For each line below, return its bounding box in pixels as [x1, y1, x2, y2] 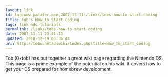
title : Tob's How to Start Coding [5, 17, 80, 22]
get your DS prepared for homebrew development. [5, 66, 113, 72]
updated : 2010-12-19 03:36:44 [5, 36, 70, 42]
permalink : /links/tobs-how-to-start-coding [5, 27, 102, 32]
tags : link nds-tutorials [5, 22, 61, 27]
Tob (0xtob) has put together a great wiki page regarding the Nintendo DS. [5, 55, 163, 61]
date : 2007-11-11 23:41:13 [5, 31, 63, 36]
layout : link [5, 7, 33, 13]
